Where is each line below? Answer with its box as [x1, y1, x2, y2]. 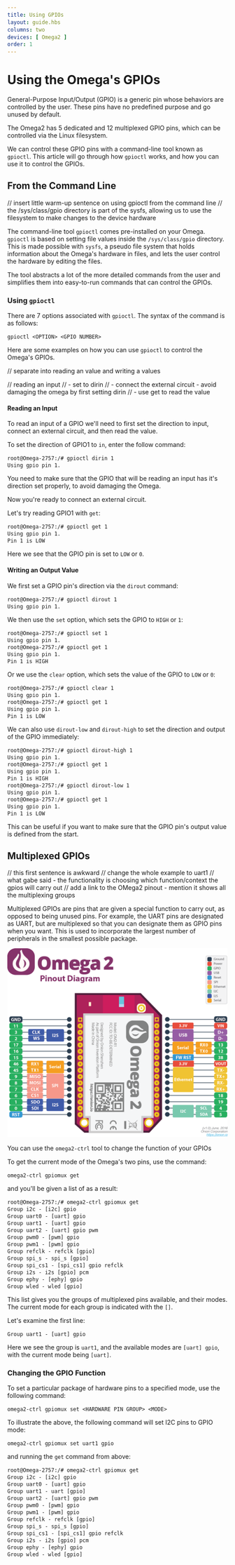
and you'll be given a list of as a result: [7, 1184, 118, 1192]
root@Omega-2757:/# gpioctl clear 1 [7, 684, 114, 691]
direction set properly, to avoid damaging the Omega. [7, 481, 161, 491]
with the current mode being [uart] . [7, 1350, 112, 1359]
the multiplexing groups [7, 891, 76, 900]
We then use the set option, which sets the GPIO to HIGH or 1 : [7, 615, 183, 624]
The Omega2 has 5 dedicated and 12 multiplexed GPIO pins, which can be [7, 124, 221, 133]
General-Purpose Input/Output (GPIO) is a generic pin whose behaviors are [7, 95, 224, 104]
